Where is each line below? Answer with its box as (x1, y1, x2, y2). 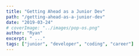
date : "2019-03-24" (6, 19, 54, 25)
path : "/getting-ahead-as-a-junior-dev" (6, 14, 106, 20)
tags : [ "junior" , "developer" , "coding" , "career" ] (6, 41, 134, 47)
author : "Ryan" (6, 30, 43, 36)
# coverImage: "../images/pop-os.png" (6, 24, 100, 31)
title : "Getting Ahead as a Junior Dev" (6, 8, 106, 15)
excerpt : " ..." (6, 36, 45, 41)
